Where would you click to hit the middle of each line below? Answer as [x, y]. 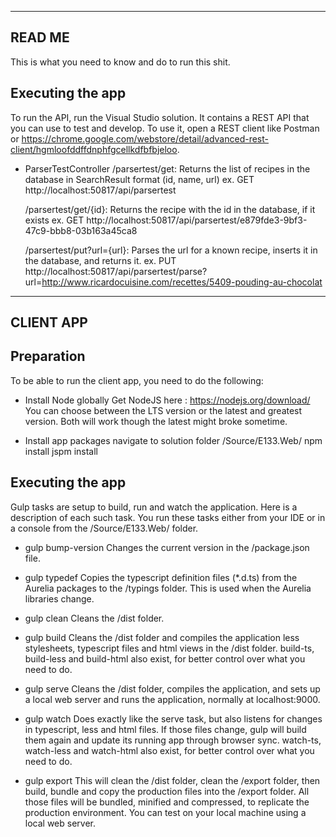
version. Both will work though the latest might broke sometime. [156, 421]
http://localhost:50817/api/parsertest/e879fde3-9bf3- [197, 220]
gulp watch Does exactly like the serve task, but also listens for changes [173, 718]
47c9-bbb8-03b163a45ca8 [81, 230]
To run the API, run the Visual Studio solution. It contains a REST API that [160, 117]
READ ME [40, 37]
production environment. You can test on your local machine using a [165, 812]
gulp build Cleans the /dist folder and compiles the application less [162, 637]
